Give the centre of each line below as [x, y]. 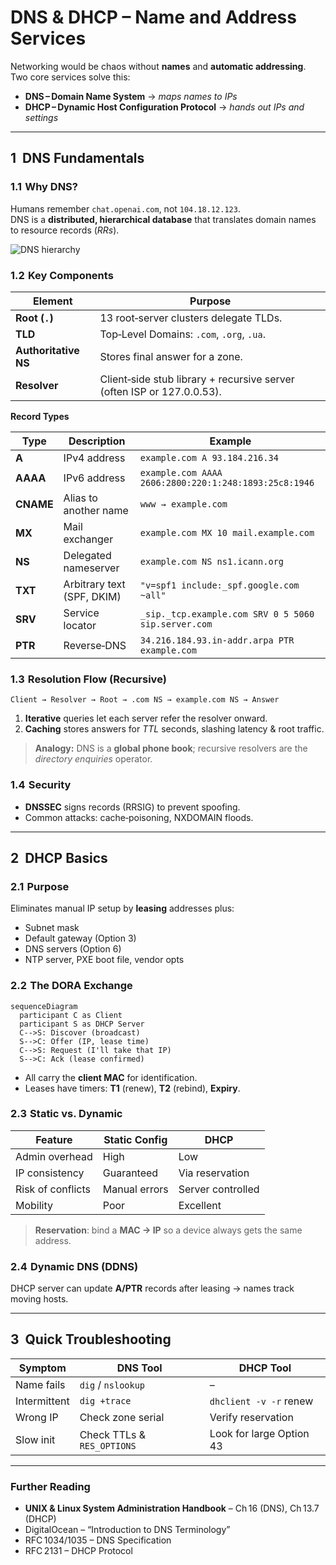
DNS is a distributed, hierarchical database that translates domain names [163, 219]
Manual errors [135, 1189]
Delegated [87, 555]
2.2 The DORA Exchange [71, 986]
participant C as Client [71, 1015]
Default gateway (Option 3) [80, 938]
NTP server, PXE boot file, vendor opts [104, 960]
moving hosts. [39, 1299]
